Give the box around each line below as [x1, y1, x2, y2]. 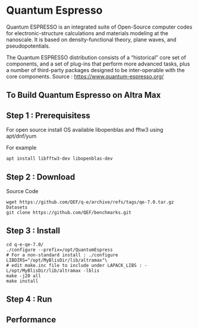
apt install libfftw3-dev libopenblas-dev [6, 156, 113, 162]
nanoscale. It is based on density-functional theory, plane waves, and [6, 36, 177, 43]
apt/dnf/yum [6, 132, 37, 140]
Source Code [6, 187, 39, 194]
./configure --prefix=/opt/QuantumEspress [6, 247, 113, 253]
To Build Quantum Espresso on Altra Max [6, 90, 161, 100]
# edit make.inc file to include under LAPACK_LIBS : [6, 262, 143, 268]
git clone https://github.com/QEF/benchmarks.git [6, 209, 132, 215]
